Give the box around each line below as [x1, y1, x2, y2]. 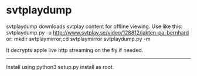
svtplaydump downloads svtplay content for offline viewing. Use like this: [6, 23, 183, 30]
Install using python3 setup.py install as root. [6, 63, 114, 70]
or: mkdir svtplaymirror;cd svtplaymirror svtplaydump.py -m [6, 35, 151, 42]
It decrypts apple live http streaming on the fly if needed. [6, 46, 144, 53]
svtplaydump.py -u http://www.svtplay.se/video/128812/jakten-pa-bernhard [6, 29, 189, 36]
